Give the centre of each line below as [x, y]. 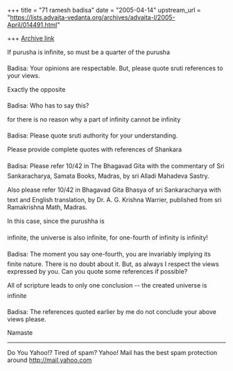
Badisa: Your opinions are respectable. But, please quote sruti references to [115, 68]
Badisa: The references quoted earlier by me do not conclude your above [112, 312]
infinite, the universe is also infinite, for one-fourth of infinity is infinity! [107, 238]
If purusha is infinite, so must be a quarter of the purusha [88, 52]
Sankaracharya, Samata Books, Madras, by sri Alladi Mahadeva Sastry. [108, 176]
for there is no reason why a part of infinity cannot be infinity [94, 119]
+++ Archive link [31, 38]
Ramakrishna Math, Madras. [48, 207]
